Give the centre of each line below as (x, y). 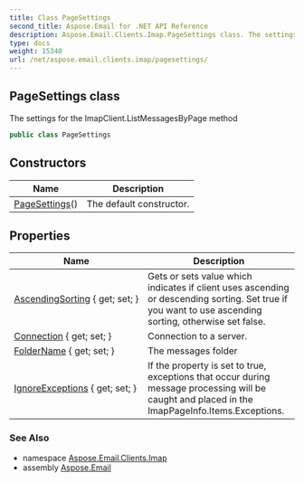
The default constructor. (138, 203)
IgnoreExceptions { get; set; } (76, 388)
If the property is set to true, (207, 365)
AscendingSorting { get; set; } (76, 299)
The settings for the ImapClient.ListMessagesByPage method (123, 118)
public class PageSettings (60, 135)
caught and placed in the (200, 400)
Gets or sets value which (200, 277)
